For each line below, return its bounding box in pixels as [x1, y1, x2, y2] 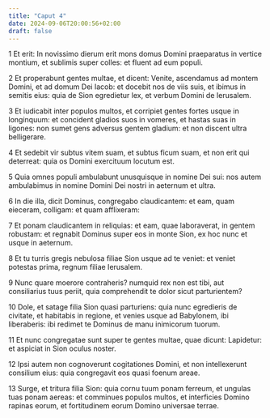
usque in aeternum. [8, 238, 74, 248]
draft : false [8, 27, 53, 35]
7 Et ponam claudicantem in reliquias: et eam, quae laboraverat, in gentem [8, 220, 255, 231]
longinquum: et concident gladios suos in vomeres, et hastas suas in [8, 115, 236, 125]
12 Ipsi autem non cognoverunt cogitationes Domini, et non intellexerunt [8, 360, 247, 369]
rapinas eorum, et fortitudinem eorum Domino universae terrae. [8, 401, 220, 411]
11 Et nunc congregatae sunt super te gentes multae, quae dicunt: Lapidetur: [8, 335, 263, 345]
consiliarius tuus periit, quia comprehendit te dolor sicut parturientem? [8, 287, 243, 296]
